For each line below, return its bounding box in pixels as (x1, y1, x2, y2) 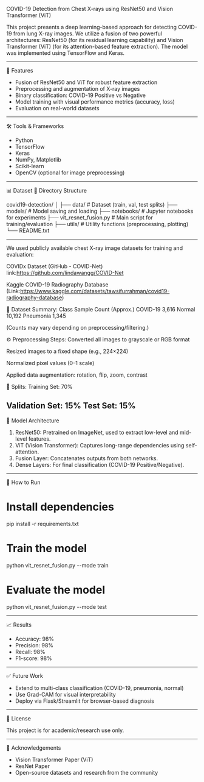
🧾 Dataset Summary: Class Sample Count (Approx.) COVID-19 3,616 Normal (6, 306, 195, 313)
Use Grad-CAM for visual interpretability (15, 691, 117, 698)
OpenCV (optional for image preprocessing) (15, 169, 125, 176)
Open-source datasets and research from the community (15, 769, 158, 776)
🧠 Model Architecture (6, 417, 59, 424)
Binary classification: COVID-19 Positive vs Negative (15, 91, 146, 99)
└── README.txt (6, 227, 50, 234)
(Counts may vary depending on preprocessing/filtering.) (6, 324, 149, 331)
